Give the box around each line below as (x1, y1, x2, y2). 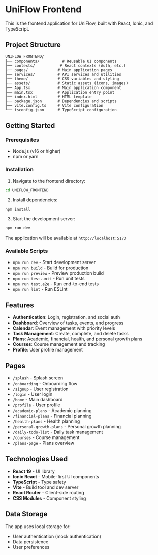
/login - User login (12, 391, 53, 397)
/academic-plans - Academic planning (12, 407, 92, 414)
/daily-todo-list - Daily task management (12, 429, 103, 435)
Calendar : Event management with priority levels (12, 325, 115, 331)
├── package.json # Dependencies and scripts (5, 98, 117, 104)
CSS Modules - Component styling (12, 495, 86, 502)
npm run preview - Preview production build (12, 270, 104, 276)
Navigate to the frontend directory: (12, 178, 85, 184)
